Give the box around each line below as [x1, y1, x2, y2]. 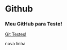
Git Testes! [5, 31, 27, 37]
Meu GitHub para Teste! [5, 21, 62, 27]
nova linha [5, 41, 26, 47]
